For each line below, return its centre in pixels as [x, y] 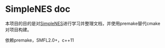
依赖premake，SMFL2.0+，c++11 [39, 40]
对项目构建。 [18, 29]
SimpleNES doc [38, 9]
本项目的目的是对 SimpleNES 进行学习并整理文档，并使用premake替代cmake [83, 23]
